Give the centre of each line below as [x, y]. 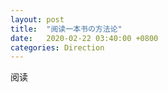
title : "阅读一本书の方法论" [66, 29]
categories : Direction [57, 47]
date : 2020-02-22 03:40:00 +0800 [84, 38]
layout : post [37, 19]
